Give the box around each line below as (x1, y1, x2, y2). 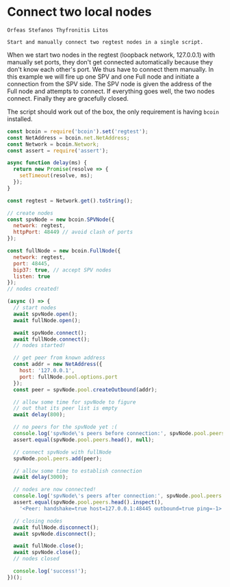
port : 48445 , (13, 260, 51, 267)
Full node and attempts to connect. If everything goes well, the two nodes (7, 87, 215, 95)
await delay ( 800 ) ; (13, 411, 66, 418)
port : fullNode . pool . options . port (19, 374, 118, 380)
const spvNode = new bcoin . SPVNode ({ (7, 216, 115, 223)
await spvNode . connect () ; (13, 329, 88, 336)
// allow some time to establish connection (13, 467, 142, 474)
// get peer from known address (13, 354, 106, 361)
